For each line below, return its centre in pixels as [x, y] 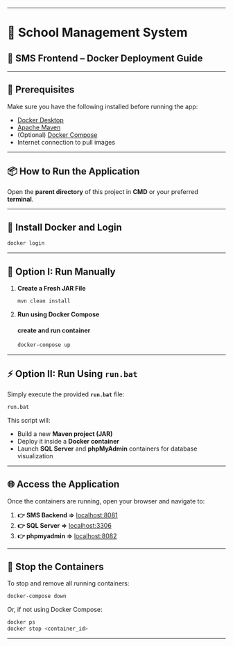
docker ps [21, 622]
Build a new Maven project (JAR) [65, 434]
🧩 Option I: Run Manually [61, 272]
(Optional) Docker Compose [57, 135]
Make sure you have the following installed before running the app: [103, 106]
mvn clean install [44, 301]
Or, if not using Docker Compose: [55, 610]
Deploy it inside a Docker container [68, 441]
